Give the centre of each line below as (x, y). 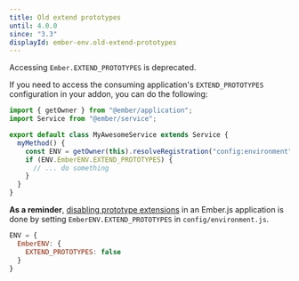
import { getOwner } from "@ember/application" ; (101, 111)
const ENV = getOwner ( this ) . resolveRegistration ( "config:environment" (159, 151)
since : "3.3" (33, 34)
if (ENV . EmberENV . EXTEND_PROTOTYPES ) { (99, 160)
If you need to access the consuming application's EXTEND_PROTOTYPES (137, 84)
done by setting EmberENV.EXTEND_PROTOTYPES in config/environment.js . (139, 219)
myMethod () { (41, 143)
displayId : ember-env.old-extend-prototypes (93, 42)
